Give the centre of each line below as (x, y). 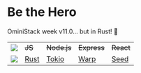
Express (91, 47)
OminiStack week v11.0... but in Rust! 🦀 (63, 31)
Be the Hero (42, 12)
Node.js (59, 47)
